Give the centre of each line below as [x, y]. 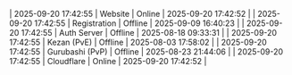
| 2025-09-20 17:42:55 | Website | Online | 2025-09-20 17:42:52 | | [133, 14]
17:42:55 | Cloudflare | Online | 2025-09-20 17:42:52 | [108, 61]
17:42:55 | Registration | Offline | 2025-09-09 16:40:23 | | [139, 23]
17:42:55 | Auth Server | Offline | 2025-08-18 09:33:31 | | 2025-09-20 [149, 33]
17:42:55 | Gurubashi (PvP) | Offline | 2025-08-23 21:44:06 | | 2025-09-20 [146, 52]
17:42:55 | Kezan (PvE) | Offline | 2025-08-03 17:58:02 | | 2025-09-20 [138, 42]
